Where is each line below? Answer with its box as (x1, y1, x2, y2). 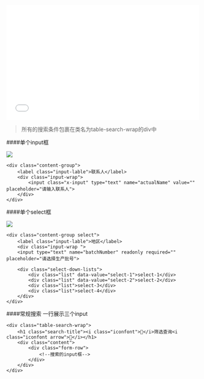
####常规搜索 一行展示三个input (6, 310, 88, 317)
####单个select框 (6, 208, 52, 216)
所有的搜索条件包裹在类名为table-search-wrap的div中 (21, 126, 157, 133)
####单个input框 (6, 139, 49, 146)
